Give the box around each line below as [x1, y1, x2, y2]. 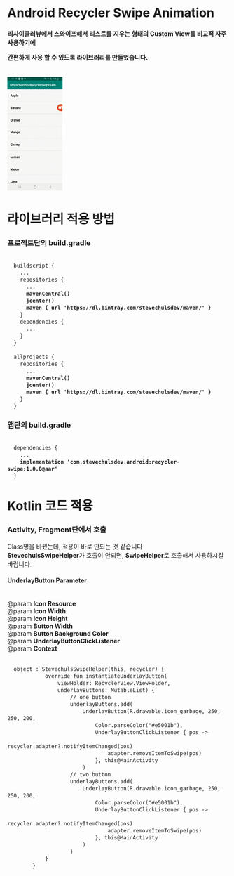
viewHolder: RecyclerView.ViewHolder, [57, 679, 171, 686]
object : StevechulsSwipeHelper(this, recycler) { [13, 665, 165, 672]
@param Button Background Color [7, 629, 109, 637]
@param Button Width [7, 622, 74, 630]
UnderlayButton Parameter [7, 576, 88, 584]
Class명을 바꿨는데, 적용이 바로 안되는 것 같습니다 [7, 542, 143, 551]
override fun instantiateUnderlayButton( [44, 672, 168, 679]
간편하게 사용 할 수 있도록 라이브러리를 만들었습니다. [7, 53, 149, 61]
